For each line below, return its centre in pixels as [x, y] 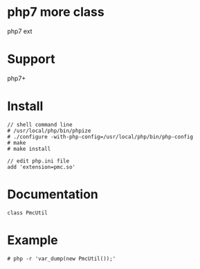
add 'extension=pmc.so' [42, 167]
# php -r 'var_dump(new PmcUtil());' [62, 259]
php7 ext [20, 31]
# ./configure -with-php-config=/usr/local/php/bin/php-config [100, 137]
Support [31, 59]
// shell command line [40, 124]
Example [33, 240]
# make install [29, 149]
